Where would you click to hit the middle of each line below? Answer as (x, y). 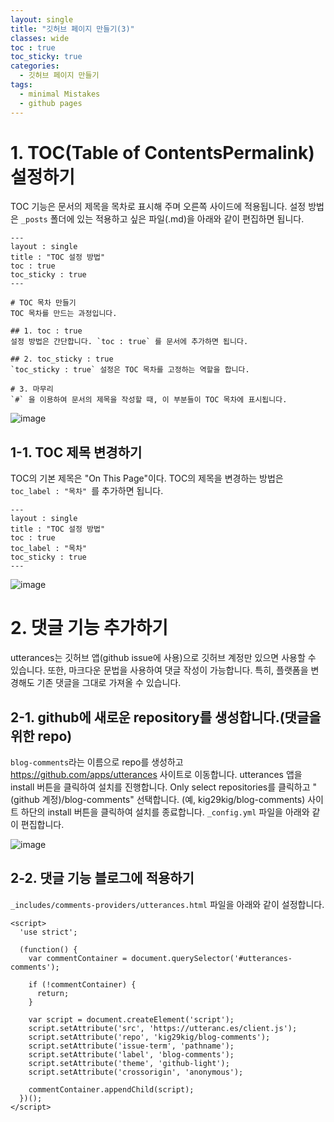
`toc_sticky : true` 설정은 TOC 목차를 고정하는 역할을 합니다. (130, 370)
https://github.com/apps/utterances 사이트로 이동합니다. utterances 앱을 (156, 774)
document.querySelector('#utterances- (212, 958)
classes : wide (40, 38)
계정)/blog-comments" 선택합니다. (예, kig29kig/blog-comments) (173, 799)
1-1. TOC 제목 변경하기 (76, 452)
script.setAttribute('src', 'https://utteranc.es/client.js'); (163, 1028)
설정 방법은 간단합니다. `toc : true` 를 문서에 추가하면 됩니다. (129, 342)
